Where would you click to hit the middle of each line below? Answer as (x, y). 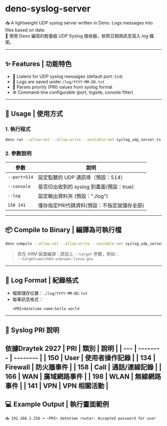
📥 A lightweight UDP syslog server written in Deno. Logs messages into (79, 22)
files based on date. (25, 30)
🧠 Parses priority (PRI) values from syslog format (62, 87)
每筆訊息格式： (28, 299)
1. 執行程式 (18, 129)
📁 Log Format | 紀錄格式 (42, 280)
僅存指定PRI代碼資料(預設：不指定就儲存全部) (91, 205)
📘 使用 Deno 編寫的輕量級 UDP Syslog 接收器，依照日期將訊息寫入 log (77, 36)
